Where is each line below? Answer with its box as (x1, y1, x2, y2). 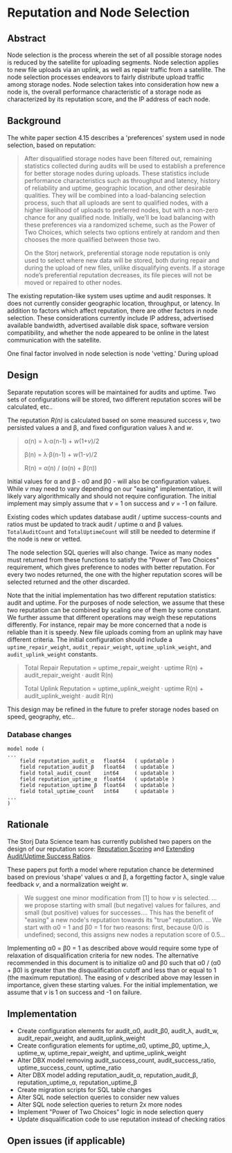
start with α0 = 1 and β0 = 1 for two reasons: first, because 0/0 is (24, 923, 209, 931)
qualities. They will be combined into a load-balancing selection (24, 191, 206, 199)
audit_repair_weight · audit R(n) (24, 670, 114, 679)
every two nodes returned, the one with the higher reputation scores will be (7, 570, 223, 578)
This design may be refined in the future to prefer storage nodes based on (7, 705, 220, 713)
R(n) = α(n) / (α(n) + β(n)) (24, 463, 97, 472)
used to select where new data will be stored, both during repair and (24, 256, 220, 264)
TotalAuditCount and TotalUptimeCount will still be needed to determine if (7, 527, 216, 535)
